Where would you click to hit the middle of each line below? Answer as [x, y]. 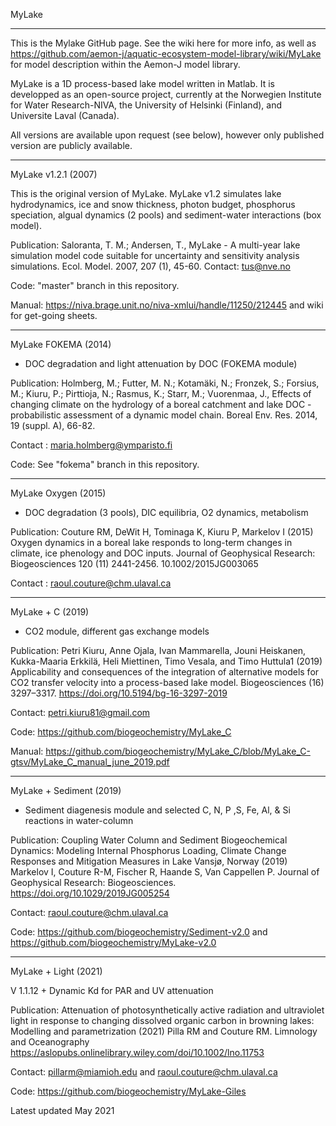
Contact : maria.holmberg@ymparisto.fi [91, 445]
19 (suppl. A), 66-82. [53, 425]
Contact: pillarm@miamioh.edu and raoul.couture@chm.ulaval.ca [144, 1072]
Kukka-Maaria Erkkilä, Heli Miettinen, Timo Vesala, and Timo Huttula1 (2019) [166, 661]
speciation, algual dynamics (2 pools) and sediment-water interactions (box [166, 215]
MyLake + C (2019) [50, 612]
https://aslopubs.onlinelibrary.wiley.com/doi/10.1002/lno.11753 [137, 1052]
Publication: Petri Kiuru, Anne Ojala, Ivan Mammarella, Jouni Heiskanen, [158, 650]
